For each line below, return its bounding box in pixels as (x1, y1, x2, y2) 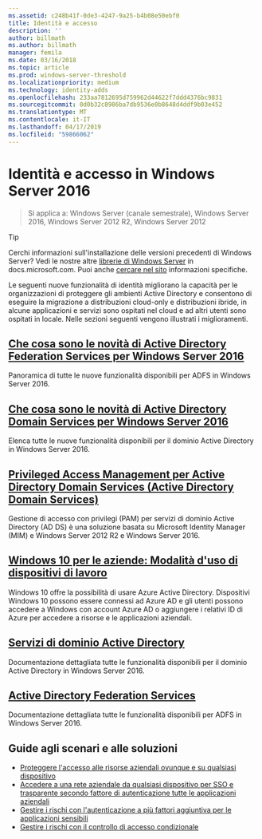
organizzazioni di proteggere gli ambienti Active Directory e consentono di (8, 288, 252, 298)
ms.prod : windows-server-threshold (8, 71, 127, 79)
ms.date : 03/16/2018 (8, 57, 77, 65)
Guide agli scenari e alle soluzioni (8, 742, 178, 755)
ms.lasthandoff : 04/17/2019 (8, 123, 102, 131)
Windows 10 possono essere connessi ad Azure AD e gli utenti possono (8, 596, 244, 605)
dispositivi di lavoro (8, 566, 108, 580)
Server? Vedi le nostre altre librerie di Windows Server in (8, 256, 194, 266)
